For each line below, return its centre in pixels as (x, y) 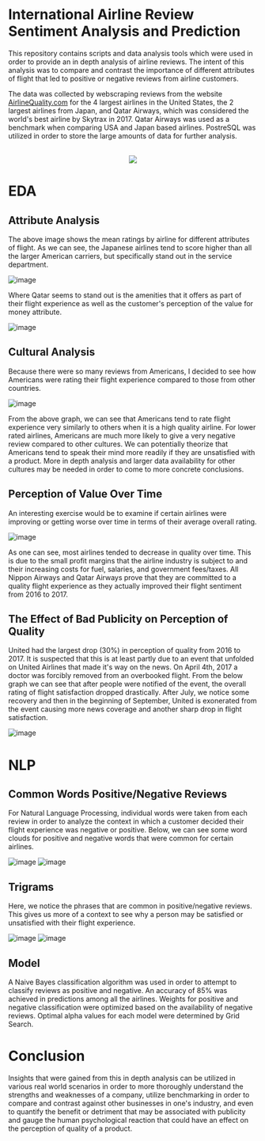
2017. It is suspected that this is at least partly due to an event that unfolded (131, 659)
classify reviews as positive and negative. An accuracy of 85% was (118, 990)
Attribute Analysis (54, 220)
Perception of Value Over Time (85, 494)
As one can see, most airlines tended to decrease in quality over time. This (130, 552)
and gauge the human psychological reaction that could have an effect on (129, 1120)
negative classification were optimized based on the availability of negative (131, 1007)
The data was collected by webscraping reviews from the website (115, 93)
